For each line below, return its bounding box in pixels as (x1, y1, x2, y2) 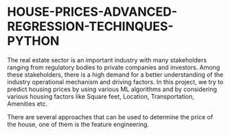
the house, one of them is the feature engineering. (7, 120, 150, 128)
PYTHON (7, 34, 60, 49)
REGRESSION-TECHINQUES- (7, 19, 174, 34)
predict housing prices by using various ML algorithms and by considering (7, 85, 218, 93)
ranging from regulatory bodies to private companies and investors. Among (7, 63, 220, 71)
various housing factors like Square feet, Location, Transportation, (7, 92, 194, 100)
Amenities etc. (7, 99, 48, 108)
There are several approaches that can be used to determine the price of (7, 112, 214, 121)
